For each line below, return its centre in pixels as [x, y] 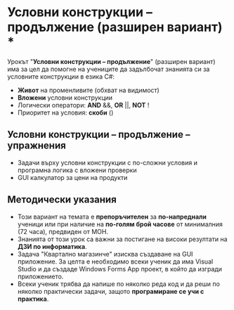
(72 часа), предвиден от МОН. [63, 231]
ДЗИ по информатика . [52, 246]
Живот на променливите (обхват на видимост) [88, 90]
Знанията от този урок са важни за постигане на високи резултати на [122, 239]
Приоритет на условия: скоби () [65, 112]
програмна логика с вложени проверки [77, 170]
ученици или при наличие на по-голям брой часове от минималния [120, 224]
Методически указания [62, 200]
